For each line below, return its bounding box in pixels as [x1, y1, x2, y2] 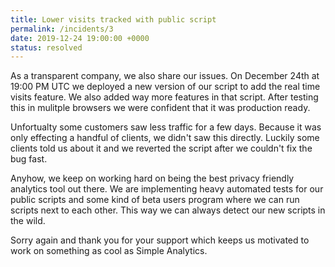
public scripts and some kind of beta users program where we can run [10, 194, 300, 206]
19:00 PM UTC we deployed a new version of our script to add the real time [10, 81, 321, 93]
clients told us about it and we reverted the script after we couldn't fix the [10, 142, 313, 155]
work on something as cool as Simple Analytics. [10, 245, 208, 257]
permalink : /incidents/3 [10, 24, 114, 34]
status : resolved [10, 42, 83, 53]
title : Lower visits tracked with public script [10, 14, 217, 25]
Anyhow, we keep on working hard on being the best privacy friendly [10, 172, 295, 185]
